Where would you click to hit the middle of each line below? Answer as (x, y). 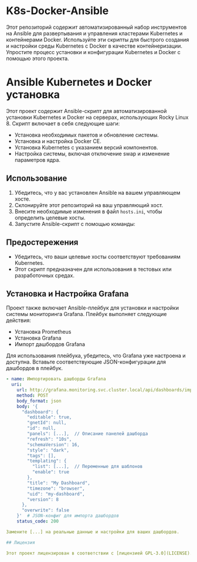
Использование (37, 179)
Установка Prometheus (43, 332)
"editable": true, (50, 417)
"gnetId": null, (47, 423)
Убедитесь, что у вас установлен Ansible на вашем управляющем (97, 192)
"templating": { (47, 461)
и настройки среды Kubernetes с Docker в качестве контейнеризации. (94, 46)
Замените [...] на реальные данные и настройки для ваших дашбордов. (93, 532)
